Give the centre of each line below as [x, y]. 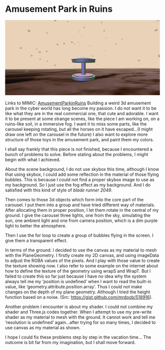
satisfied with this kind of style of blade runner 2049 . [59, 190]
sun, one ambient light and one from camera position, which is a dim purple [82, 221]
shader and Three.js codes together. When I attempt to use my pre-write [78, 312]
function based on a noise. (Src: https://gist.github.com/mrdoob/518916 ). [79, 297]
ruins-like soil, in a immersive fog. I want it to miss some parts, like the [76, 124]
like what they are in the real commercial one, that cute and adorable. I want [82, 113]
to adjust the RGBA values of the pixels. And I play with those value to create [82, 260]
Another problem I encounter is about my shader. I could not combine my [79, 307]
